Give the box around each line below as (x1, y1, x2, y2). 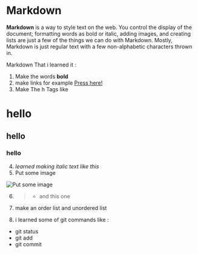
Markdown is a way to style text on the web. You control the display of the (6, 24, 193, 31)
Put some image (15, 169, 56, 176)
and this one (39, 192, 71, 200)
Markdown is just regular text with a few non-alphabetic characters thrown (6, 43, 193, 50)
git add (15, 234, 33, 241)
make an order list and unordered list (15, 204, 107, 212)
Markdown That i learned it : (6, 61, 77, 68)
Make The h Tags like (15, 85, 68, 93)
